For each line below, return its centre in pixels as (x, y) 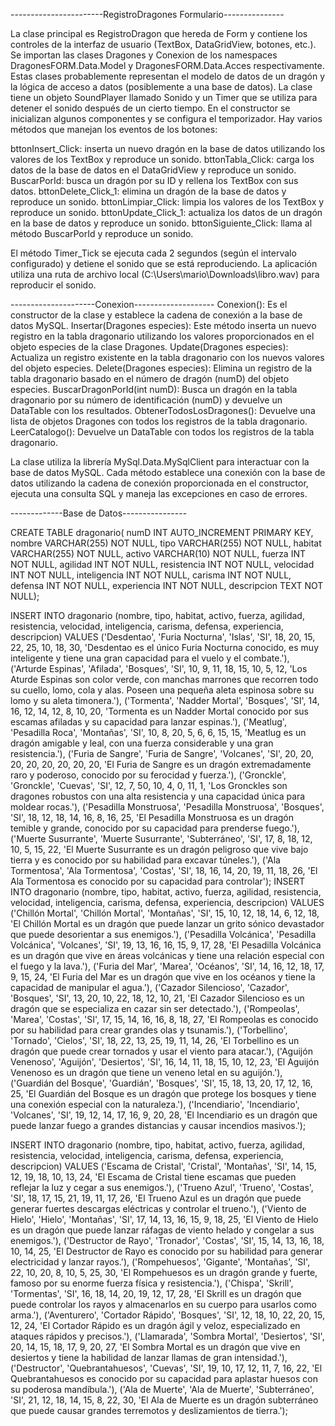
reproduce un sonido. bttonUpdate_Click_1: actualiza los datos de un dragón (166, 212)
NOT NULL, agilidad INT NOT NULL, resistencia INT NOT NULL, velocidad (162, 564)
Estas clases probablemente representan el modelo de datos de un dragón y (168, 76)
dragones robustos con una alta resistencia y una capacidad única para (158, 796)
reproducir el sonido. (53, 285)
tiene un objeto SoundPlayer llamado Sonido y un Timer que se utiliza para (164, 97)
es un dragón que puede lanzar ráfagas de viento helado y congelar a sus (162, 1230)
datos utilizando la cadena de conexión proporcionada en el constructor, (159, 483)
